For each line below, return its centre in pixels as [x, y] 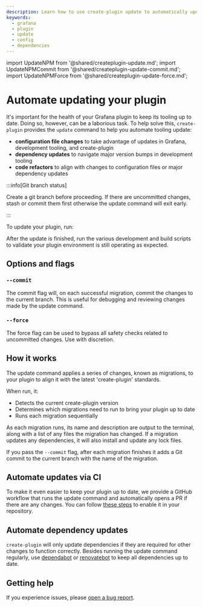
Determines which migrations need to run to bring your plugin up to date [105, 409]
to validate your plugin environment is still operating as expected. [87, 245]
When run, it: [22, 391]
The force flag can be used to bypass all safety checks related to [87, 333]
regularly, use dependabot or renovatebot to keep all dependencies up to [97, 557]
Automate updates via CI [54, 477]
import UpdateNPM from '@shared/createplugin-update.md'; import [91, 63]
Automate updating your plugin [86, 100]
